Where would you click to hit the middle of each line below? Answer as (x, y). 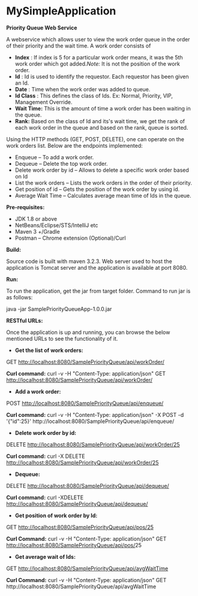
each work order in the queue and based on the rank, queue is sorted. (101, 127)
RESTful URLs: (25, 320)
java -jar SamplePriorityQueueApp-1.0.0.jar (59, 309)
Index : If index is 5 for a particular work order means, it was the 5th (99, 57)
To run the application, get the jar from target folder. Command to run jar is (98, 291)
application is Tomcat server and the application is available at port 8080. (97, 267)
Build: (14, 249)
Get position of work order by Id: (56, 515)
